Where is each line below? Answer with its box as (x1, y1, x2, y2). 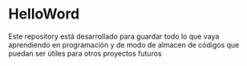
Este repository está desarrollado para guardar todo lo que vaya (8, 31, 220, 41)
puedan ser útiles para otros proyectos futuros (8, 48, 162, 58)
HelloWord (8, 5, 80, 23)
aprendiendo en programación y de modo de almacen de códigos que (8, 39, 240, 49)
